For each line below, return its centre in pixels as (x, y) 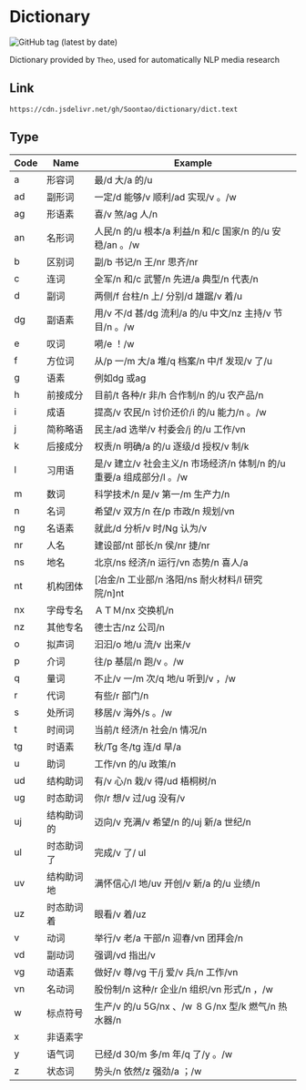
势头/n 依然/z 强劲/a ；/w (148, 1071)
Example (193, 163)
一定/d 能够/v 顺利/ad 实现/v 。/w (165, 197)
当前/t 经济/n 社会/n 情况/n (151, 729)
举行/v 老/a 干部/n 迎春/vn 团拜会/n (169, 938)
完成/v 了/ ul (120, 852)
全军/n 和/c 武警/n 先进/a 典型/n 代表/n (176, 279)
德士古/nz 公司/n (130, 627)
